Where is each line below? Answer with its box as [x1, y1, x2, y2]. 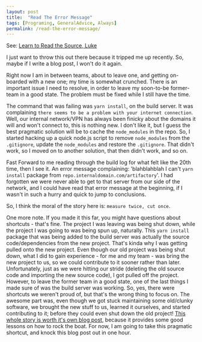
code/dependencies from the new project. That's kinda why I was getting [6, 240, 188, 247]
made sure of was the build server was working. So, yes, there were [6, 284, 175, 292]
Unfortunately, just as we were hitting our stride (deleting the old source [6, 265, 185, 272]
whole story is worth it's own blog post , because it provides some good [6, 316, 183, 323]
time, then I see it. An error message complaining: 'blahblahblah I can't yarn [6, 165, 194, 173]
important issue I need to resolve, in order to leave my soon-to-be [6, 85, 170, 92]
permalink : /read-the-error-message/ [6, 25, 101, 32]
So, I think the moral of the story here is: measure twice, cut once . [6, 203, 171, 210]
